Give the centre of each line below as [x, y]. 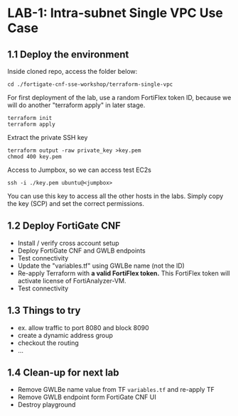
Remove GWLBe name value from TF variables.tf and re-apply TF [116, 390]
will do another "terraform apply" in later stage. [76, 105]
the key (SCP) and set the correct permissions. [76, 203]
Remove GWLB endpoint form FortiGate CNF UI [87, 397]
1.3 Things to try [44, 311]
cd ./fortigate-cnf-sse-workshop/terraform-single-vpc [90, 84]
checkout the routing [48, 343]
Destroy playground [47, 405]
